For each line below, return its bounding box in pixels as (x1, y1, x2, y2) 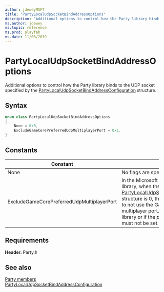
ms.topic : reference (5, 25, 47, 30)
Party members (5, 276, 37, 282)
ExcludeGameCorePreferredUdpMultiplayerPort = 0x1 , (14, 128, 121, 133)
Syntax (5, 101, 27, 110)
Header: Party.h (5, 249, 38, 255)
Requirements (5, 236, 49, 245)
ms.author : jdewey (5, 21, 42, 26)
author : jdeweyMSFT (5, 7, 45, 12)
